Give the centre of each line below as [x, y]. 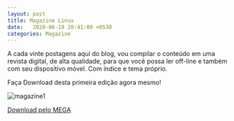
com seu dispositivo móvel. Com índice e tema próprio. [87, 69]
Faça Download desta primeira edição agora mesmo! [84, 83]
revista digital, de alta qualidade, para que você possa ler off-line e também [117, 62]
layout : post [27, 14]
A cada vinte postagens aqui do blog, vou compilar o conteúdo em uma [111, 54]
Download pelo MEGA [39, 110]
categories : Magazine [39, 34]
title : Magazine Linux [41, 21]
